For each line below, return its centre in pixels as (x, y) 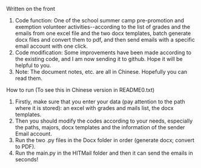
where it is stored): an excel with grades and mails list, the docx (94, 108)
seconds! (27, 159)
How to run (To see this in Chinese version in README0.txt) (81, 90)
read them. (28, 78)
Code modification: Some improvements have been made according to (103, 53)
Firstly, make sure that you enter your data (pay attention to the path (100, 102)
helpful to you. (33, 65)
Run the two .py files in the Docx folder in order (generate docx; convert (105, 140)
